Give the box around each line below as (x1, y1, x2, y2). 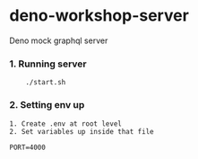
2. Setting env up (9, 99, 85, 111)
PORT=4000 (9, 143, 47, 152)
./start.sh (25, 78, 66, 87)
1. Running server (9, 57, 87, 70)
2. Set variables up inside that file (9, 127, 154, 136)
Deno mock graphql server (9, 35, 108, 46)
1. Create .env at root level (9, 119, 123, 128)
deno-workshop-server (9, 5, 190, 26)
